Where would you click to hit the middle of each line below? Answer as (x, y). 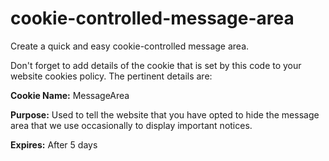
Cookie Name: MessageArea (70, 95)
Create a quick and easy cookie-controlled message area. (130, 46)
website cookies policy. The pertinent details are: (111, 76)
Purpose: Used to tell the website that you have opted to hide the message (165, 114)
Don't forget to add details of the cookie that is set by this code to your (156, 65)
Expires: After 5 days (54, 144)
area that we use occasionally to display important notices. (131, 125)
